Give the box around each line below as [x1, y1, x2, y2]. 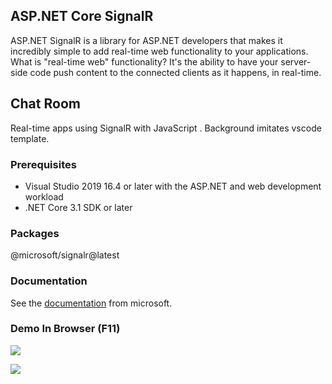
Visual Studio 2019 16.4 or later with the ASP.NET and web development [24, 180, 322, 192]
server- [280, 55, 312, 68]
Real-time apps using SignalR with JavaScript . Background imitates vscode [10, 122, 322, 134]
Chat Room [10, 95, 81, 113]
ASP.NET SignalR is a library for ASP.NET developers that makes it [10, 34, 283, 46]
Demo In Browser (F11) [10, 322, 121, 336]
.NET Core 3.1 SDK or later [24, 201, 133, 213]
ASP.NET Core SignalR [10, 8, 154, 25]
